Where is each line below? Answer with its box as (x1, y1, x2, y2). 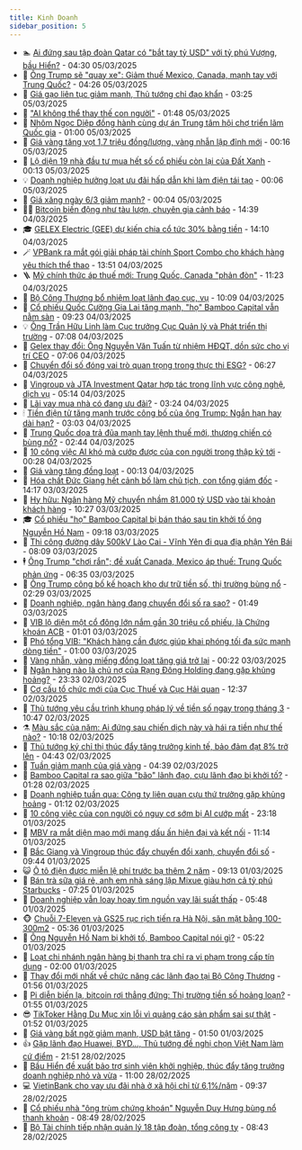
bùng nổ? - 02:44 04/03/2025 (22, 436, 135, 447)
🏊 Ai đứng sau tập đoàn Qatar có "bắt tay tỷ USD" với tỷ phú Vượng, (22, 47, 277, 58)
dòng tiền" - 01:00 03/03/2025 (22, 645, 138, 656)
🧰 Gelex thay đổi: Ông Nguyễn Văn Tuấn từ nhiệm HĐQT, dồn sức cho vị (22, 340, 289, 351)
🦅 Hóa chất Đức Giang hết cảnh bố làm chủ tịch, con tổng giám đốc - (22, 474, 279, 486)
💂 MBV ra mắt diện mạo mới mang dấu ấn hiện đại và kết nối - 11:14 (22, 827, 271, 838)
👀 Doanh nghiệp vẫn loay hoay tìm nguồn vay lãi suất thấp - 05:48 (22, 894, 268, 904)
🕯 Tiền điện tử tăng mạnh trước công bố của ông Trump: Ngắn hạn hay (22, 407, 282, 418)
